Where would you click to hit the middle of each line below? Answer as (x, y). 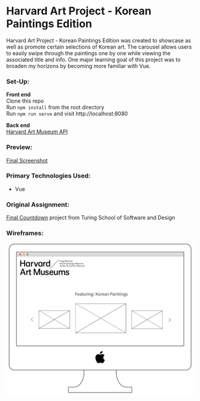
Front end (19, 95)
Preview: (19, 147)
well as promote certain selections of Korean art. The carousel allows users (99, 47)
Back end (18, 125)
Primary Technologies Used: (49, 176)
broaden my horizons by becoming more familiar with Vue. (78, 66)
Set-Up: (18, 81)
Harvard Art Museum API (37, 132)
